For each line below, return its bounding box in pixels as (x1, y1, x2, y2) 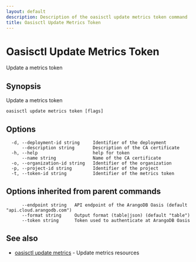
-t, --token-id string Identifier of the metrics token (11, 170, 175, 176)
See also (6, 233, 38, 244)
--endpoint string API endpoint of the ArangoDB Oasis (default (21, 202, 188, 208)
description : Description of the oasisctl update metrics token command (6, 14, 188, 20)
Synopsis (6, 81, 41, 91)
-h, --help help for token (11, 150, 130, 156)
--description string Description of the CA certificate (21, 145, 180, 150)
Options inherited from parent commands (6, 186, 161, 197)
